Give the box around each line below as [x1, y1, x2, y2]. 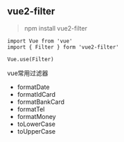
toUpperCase [17, 127, 56, 135]
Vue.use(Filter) [7, 56, 54, 63]
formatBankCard [17, 97, 64, 106]
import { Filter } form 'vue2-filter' [7, 43, 119, 51]
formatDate [17, 83, 50, 91]
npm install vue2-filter [24, 24, 88, 32]
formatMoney [17, 112, 57, 120]
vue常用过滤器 [7, 69, 48, 77]
